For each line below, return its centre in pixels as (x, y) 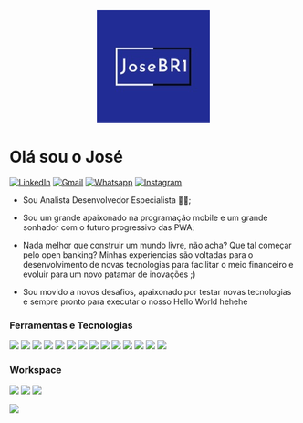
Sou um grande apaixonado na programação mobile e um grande (145, 217)
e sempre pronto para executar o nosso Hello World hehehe (135, 301)
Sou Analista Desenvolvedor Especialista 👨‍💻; (107, 200)
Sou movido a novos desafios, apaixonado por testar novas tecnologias (157, 291)
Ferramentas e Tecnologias (71, 325)
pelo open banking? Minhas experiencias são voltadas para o (138, 254)
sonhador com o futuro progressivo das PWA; (109, 227)
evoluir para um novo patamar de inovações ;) (109, 274)
